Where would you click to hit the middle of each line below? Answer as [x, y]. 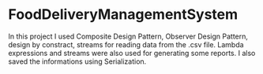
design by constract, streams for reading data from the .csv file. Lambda [126, 44]
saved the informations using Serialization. [77, 61]
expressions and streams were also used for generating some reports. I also [132, 53]
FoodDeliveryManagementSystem [123, 15]
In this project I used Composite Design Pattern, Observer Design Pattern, [128, 36]
